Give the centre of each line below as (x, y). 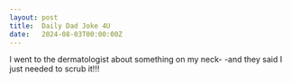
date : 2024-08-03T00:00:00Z (66, 34)
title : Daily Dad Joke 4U (60, 26)
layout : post (34, 17)
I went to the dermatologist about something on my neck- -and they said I (146, 60)
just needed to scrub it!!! (55, 69)
